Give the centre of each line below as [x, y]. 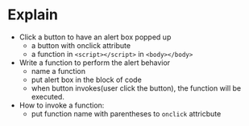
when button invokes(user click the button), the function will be [136, 88]
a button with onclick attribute [81, 45]
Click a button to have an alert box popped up [95, 37]
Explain [33, 15]
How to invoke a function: [62, 105]
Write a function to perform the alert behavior [95, 63]
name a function [58, 71]
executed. [48, 96]
